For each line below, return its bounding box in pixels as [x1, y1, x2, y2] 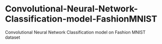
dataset [5, 34, 20, 40]
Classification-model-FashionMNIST [5, 13, 158, 24]
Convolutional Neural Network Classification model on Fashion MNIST [5, 29, 146, 35]
